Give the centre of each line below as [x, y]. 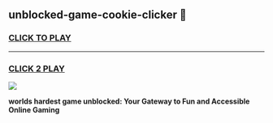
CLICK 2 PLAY [37, 68]
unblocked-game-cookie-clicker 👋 [97, 15]
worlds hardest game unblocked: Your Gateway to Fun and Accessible [129, 101]
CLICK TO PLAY [40, 38]
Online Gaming [34, 109]
